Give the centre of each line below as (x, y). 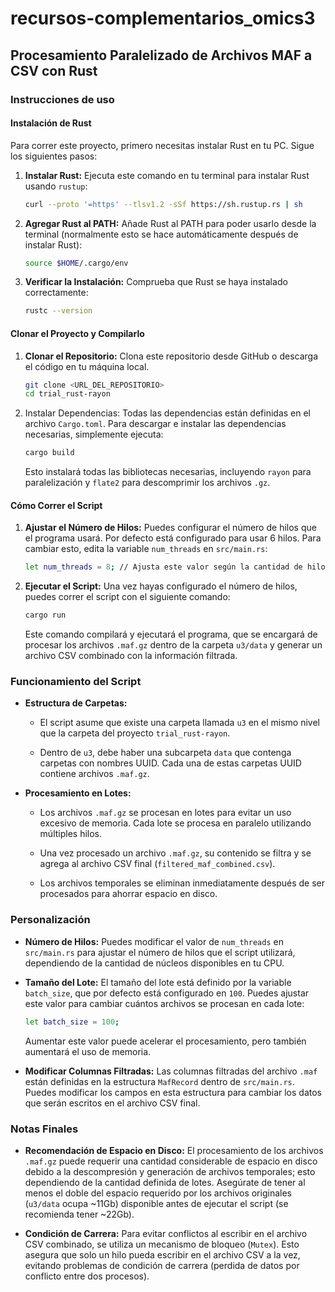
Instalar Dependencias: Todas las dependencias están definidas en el (167, 413)
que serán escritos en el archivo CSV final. (112, 1103)
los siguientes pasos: (54, 156)
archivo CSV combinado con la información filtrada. (131, 656)
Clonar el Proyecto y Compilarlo (77, 333)
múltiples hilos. (71, 834)
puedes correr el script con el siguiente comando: (127, 597)
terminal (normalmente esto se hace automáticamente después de (161, 234)
